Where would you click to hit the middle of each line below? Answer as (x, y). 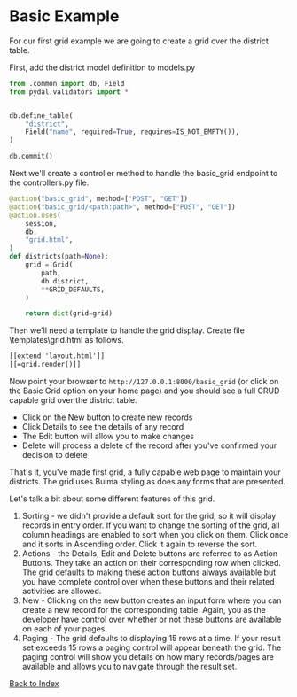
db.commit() (31, 157)
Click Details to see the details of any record (103, 427)
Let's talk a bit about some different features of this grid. (112, 499)
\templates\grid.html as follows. (66, 340)
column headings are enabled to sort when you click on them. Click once (155, 535)
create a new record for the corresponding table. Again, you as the (144, 610)
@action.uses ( (35, 215)
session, (41, 223)
